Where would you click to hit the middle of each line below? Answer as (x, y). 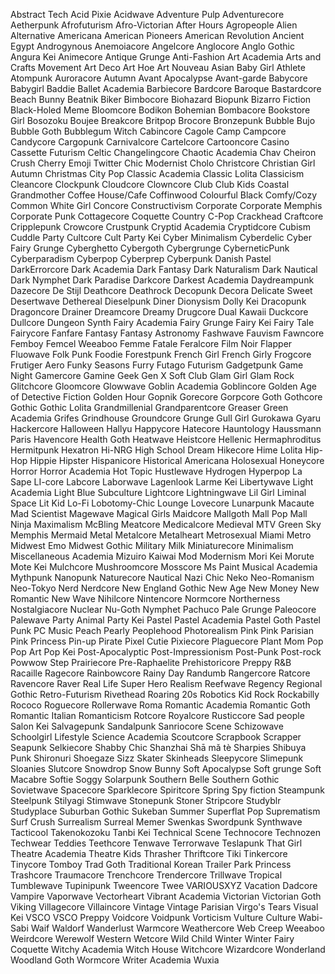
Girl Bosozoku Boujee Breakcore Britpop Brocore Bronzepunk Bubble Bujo (163, 120)
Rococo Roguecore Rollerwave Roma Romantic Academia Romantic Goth (160, 705)
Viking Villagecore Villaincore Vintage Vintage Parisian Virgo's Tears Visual (164, 907)
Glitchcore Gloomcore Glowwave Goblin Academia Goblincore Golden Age (163, 386)
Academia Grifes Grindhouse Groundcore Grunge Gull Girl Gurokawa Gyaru (166, 418)
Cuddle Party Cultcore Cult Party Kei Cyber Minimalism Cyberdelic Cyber (161, 237)
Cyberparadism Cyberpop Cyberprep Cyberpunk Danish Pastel (141, 258)
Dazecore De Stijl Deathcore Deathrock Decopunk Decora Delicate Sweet (161, 290)
